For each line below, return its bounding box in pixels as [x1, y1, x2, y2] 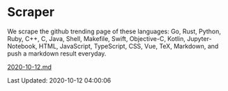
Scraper [7, 4, 54, 20]
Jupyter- [187, 34, 212, 42]
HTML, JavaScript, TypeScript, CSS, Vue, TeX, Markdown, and [38, 42, 219, 50]
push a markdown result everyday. [7, 49, 107, 58]
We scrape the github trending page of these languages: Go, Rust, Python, [7, 27, 222, 35]
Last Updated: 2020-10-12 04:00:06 [7, 76, 112, 84]
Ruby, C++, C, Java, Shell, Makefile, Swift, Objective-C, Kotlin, [7, 34, 186, 42]
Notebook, [7, 42, 38, 50]
